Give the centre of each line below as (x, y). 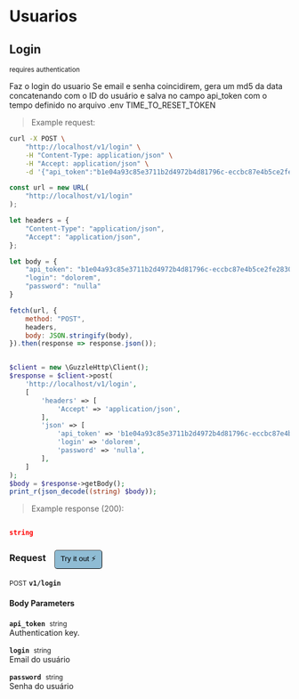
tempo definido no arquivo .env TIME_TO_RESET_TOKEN (113, 105)
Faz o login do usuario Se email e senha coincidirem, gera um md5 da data (146, 86)
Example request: (63, 122)
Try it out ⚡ (78, 559)
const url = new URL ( (49, 188)
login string (30, 650)
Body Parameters (42, 604)
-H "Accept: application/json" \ (87, 163)
